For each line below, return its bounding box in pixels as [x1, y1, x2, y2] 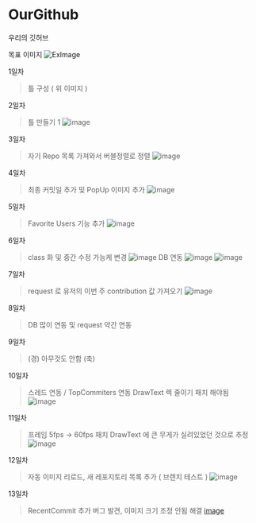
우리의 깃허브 [8, 33, 49, 42]
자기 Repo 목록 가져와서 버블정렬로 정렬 [27, 151, 151, 161]
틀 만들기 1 [27, 117, 61, 126]
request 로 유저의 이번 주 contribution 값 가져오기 [27, 286, 183, 296]
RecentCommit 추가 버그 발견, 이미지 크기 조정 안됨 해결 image [27, 506, 224, 515]
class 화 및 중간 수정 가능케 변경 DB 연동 [27, 252, 184, 261]
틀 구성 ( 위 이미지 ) [27, 83, 88, 93]
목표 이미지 [8, 49, 43, 59]
